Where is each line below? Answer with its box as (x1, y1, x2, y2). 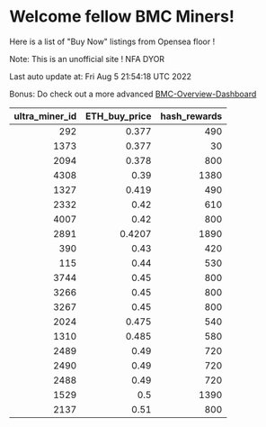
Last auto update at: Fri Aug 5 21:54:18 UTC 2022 (9, 70, 191, 82)
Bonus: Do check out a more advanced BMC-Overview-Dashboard (9, 88, 257, 99)
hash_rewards (160, 110, 223, 123)
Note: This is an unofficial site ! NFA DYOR (9, 53, 164, 64)
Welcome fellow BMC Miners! (9, 6, 235, 27)
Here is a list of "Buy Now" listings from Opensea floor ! (9, 36, 216, 47)
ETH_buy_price (84, 110, 152, 123)
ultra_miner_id (13, 110, 77, 123)
